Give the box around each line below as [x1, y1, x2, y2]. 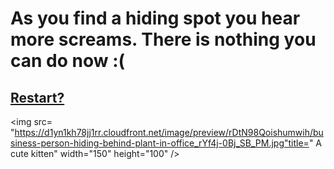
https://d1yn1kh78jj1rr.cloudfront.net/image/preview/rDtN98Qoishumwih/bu [14, 127, 324, 138]
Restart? [10, 89, 65, 106]
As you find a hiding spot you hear [10, 7, 301, 30]
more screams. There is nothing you [10, 28, 317, 51]
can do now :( [10, 50, 126, 72]
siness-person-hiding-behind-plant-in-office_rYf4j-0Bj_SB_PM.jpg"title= [10, 137, 310, 149]
